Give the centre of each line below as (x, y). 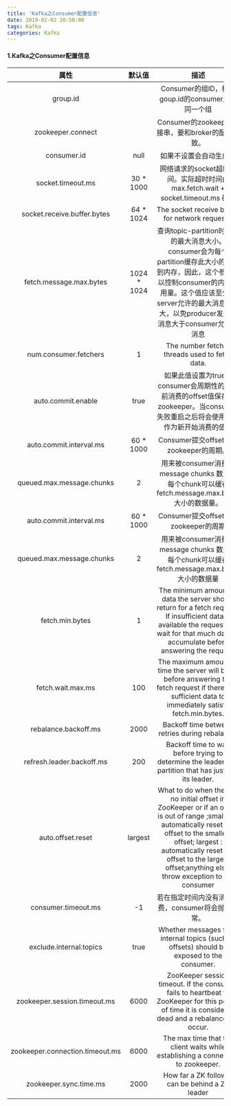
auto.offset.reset (66, 838)
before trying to (198, 753)
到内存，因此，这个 (188, 272)
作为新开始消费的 (191, 427)
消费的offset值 (191, 396)
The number (186, 346)
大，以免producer (188, 314)
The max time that (192, 1038)
